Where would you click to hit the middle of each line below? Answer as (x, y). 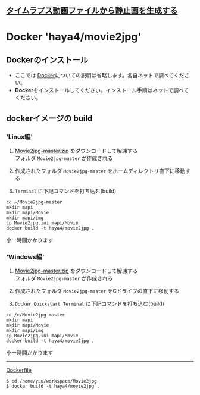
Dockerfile (19, 370)
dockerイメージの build (49, 118)
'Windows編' (25, 257)
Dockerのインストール (47, 60)
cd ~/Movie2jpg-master (34, 202)
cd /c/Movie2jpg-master (36, 315)
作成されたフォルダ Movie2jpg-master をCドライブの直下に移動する (97, 291)
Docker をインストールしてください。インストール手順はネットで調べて (102, 90)
